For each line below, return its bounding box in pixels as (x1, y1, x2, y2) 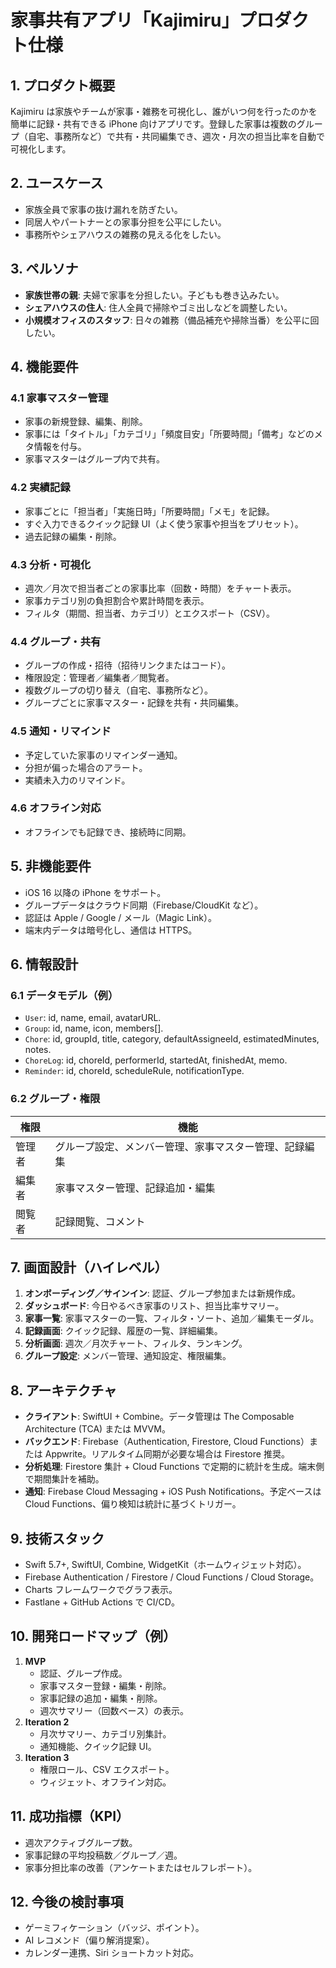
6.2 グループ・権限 (10, 1092, 101, 1106)
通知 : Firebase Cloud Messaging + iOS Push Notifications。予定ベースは (24, 1486, 322, 1498)
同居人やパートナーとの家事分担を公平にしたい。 (24, 216, 227, 228)
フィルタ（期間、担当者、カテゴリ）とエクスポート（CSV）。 (24, 607, 275, 619)
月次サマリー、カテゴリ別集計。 (39, 1727, 172, 1740)
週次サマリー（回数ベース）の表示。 (39, 1704, 189, 1716)
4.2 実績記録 (10, 481, 71, 495)
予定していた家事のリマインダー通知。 (24, 749, 183, 761)
